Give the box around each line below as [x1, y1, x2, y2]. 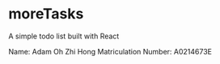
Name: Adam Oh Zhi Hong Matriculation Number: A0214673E [8, 46, 213, 56]
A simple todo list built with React [8, 31, 120, 41]
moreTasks [8, 5, 84, 23]
